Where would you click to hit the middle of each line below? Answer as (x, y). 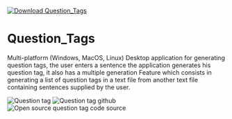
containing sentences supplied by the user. (69, 87)
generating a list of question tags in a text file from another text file (103, 80)
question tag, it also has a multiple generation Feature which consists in (109, 72)
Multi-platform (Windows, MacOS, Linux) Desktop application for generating (116, 57)
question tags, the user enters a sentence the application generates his (109, 65)
